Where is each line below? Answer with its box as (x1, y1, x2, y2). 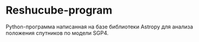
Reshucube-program (5, 4, 113, 17)
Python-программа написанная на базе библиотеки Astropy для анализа (5, 23, 194, 30)
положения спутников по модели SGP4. (5, 29, 109, 36)
